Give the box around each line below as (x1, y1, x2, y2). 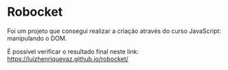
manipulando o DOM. (7, 34, 67, 42)
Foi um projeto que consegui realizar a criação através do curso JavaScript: (7, 27, 222, 35)
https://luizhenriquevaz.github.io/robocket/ (7, 54, 129, 62)
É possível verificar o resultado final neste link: (7, 47, 139, 56)
